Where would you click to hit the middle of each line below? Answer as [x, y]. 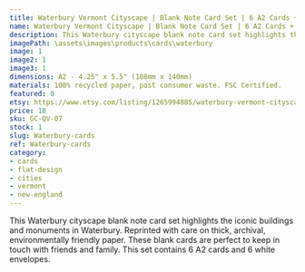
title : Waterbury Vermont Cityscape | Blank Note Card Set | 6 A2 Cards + [154, 18]
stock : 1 [26, 128]
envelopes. [30, 259]
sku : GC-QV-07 [36, 119]
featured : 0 [32, 93]
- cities [26, 178]
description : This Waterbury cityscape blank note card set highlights [148, 34]
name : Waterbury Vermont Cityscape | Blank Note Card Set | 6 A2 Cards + [152, 26]
